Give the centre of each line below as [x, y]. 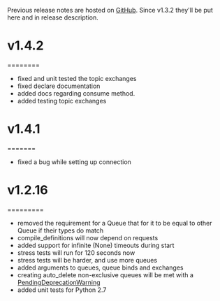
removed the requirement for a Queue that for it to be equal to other [115, 223]
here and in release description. [53, 17]
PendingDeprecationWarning [59, 282]
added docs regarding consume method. [76, 93]
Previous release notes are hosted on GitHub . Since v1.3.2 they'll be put [110, 10]
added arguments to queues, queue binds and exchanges [100, 267]
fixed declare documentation [59, 86]
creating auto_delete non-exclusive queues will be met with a [105, 274]
